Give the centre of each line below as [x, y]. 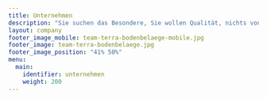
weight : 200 [42, 81]
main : [25, 67]
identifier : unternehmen [64, 74]
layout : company [35, 30]
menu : [17, 60]
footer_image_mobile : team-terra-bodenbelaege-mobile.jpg [106, 38]
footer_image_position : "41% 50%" [66, 52]
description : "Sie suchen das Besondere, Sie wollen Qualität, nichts [128, 23]
